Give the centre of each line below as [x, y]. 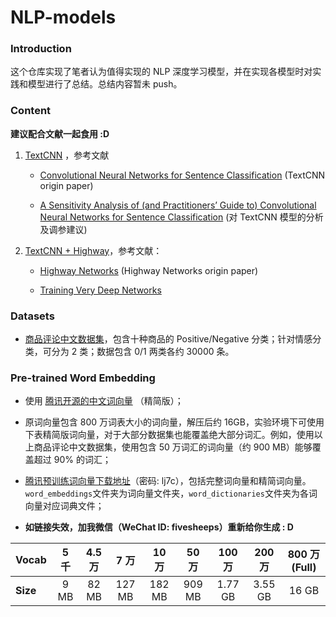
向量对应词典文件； [64, 506]
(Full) [304, 568]
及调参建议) [63, 229]
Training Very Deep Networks [100, 290]
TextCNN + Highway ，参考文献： [93, 250]
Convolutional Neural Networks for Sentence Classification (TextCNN [182, 175]
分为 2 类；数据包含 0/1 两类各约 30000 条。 [143, 352]
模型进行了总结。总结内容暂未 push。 [105, 84]
